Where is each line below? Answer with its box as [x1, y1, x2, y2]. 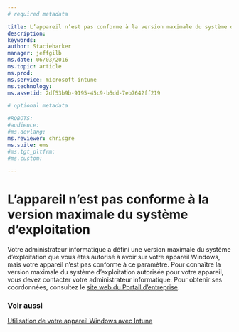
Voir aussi [7, 301, 43, 311]
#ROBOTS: [7, 115, 33, 122]
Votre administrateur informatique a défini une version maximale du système [7, 245, 231, 254]
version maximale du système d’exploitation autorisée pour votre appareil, [7, 268, 224, 277]
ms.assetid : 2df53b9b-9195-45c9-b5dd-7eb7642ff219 [7, 90, 161, 97]
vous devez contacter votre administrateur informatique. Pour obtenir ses [7, 275, 223, 284]
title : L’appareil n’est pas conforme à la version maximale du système [7, 23, 228, 31]
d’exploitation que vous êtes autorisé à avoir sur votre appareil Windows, [7, 253, 221, 262]
